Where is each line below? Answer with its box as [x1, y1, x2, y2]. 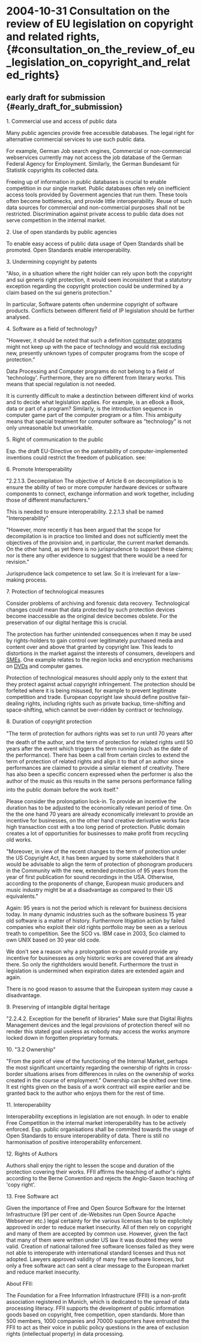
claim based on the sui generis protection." [6, 289, 112, 296]
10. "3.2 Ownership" [6, 1046, 56, 1053]
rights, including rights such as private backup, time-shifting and [26, 700, 186, 707]
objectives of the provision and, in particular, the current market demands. [6, 539, 190, 546]
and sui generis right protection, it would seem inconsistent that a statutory [6, 276, 192, 283]
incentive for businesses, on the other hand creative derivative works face [6, 817, 190, 824]
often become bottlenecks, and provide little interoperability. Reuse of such [6, 198, 192, 204]
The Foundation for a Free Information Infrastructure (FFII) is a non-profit [6, 1292, 186, 1299]
